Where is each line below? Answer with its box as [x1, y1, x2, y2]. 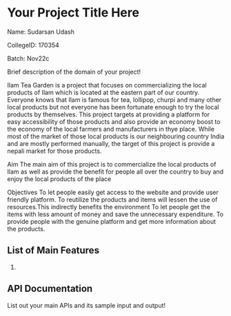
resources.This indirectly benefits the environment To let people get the [7, 202, 210, 211]
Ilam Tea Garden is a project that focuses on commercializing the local [7, 81, 207, 89]
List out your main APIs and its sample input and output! [7, 301, 166, 309]
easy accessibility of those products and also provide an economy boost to [7, 117, 221, 125]
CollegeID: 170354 [7, 41, 60, 49]
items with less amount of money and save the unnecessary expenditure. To [7, 210, 224, 218]
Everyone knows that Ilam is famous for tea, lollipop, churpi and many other [7, 95, 222, 104]
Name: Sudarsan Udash [7, 28, 74, 36]
